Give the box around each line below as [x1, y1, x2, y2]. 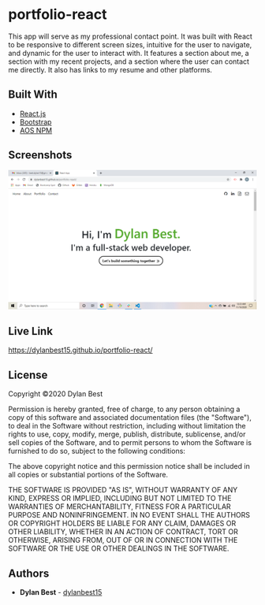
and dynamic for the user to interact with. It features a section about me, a [8, 48, 250, 58]
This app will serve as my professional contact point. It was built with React [8, 32, 252, 41]
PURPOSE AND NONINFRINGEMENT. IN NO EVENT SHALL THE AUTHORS [8, 510, 251, 520]
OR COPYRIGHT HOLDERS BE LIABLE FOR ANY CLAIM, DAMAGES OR [8, 518, 237, 529]
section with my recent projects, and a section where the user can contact [8, 57, 250, 66]
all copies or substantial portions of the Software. [8, 470, 168, 480]
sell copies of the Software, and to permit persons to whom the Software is [8, 438, 252, 447]
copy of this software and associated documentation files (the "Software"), [8, 413, 252, 422]
